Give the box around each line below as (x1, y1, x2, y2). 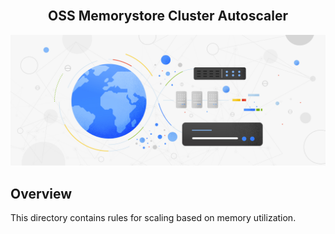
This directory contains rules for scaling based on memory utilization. (10, 212, 297, 224)
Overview (10, 185, 73, 202)
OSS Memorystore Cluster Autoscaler (48, 8, 288, 25)
